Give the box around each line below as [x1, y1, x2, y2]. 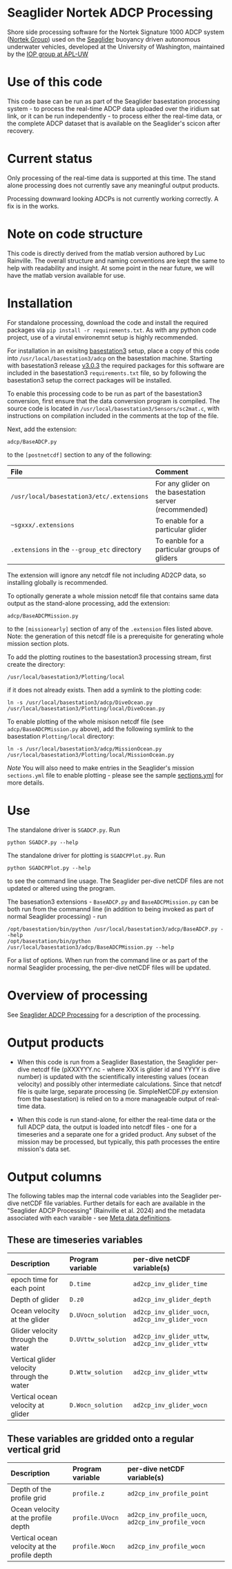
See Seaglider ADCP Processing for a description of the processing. [7, 1010, 202, 1019]
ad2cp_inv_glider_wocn [133, 1401, 208, 1410]
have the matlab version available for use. [7, 271, 126, 279]
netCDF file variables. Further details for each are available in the [20, 1199, 206, 1207]
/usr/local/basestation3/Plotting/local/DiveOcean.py [7, 705, 166, 712]
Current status [7, 151, 93, 167]
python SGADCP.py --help [7, 839, 79, 846]
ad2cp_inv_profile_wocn [127, 1543, 206, 1550]
